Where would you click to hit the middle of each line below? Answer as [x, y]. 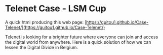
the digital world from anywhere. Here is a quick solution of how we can [78, 42]
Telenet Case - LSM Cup [56, 9]
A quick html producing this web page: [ [46, 22]
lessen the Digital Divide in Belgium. [41, 47]
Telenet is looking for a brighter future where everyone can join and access [81, 37]
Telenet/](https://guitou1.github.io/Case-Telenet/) [55, 27]
